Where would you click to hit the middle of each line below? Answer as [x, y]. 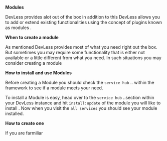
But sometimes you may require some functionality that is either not [75, 52]
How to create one [25, 123]
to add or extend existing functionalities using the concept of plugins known [83, 22]
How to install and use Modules [38, 73]
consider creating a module [34, 63]
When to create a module [32, 37]
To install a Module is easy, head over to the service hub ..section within [80, 98]
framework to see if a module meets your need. [54, 88]
